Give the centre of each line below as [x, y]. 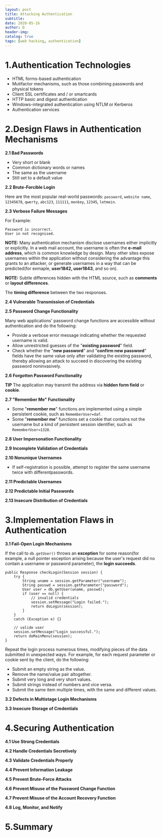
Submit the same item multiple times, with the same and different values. [84, 689]
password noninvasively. [37, 366]
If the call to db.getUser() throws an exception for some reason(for [72, 553]
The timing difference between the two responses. [56, 292]
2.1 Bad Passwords [24, 153]
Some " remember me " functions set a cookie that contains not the [78, 419]
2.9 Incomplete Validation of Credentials [46, 448]
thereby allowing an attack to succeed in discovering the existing [77, 361]
